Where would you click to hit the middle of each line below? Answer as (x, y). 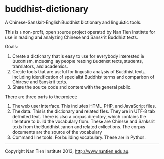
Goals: (11, 46)
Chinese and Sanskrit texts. (40, 82)
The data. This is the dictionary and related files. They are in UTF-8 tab (83, 111)
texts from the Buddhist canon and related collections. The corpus (79, 127)
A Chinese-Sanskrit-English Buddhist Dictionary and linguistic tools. (73, 22)
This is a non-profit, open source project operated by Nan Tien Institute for (80, 32)
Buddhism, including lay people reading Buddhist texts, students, (77, 61)
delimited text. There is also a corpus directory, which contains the (79, 116)
